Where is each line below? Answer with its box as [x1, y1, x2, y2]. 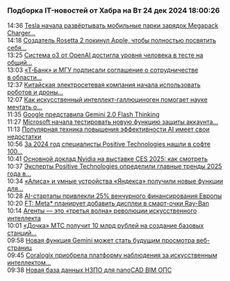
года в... [7, 169, 31, 178]
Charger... [7, 29, 36, 37]
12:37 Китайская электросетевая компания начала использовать [7, 81, 201, 89]
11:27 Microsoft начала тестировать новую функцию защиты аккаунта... [7, 118, 219, 126]
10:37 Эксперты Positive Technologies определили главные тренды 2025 [7, 162, 222, 171]
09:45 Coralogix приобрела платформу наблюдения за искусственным [7, 251, 217, 259]
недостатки [7, 132, 42, 141]
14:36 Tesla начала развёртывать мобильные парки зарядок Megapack [7, 22, 219, 30]
